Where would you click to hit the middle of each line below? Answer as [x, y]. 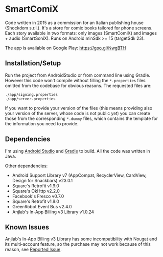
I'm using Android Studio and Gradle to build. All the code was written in [78, 151]
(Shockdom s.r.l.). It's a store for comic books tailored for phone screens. [79, 28]
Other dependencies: [26, 166]
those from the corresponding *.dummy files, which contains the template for [81, 118]
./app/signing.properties [31, 94]
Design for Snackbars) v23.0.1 [42, 180]
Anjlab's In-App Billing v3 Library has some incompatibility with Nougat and [81, 239]
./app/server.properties [30, 99]
